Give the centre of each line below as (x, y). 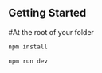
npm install (28, 47)
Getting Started (47, 13)
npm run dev (28, 61)
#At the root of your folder (51, 32)
